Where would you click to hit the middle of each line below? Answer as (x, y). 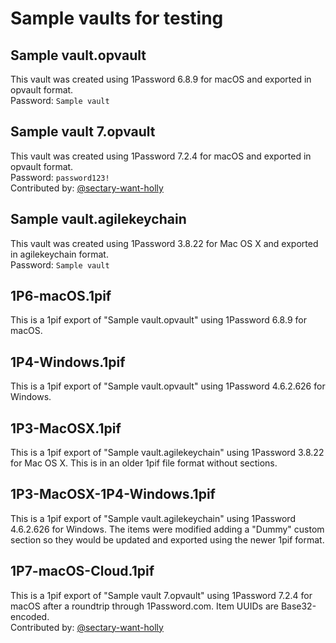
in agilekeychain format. (59, 254)
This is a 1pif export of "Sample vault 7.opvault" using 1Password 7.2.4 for (161, 595)
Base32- (298, 606)
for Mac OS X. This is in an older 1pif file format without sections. (144, 463)
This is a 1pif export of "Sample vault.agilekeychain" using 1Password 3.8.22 (167, 453)
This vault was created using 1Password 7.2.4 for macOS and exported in (161, 156)
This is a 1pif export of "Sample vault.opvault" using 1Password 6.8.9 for (158, 320)
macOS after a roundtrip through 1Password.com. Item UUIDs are (144, 606)
